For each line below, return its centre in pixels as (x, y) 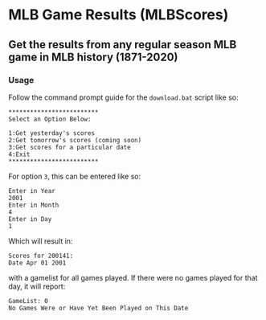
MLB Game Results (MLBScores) (119, 15)
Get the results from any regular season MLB (123, 45)
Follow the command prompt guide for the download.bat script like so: (123, 97)
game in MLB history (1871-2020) (93, 57)
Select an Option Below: (50, 119)
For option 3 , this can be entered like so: (75, 176)
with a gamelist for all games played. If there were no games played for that (133, 277)
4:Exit (19, 154)
